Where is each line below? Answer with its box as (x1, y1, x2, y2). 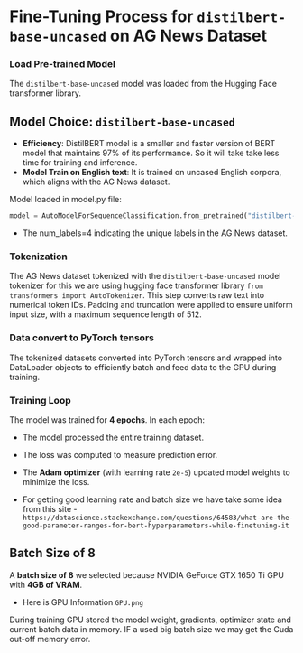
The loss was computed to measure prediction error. (22, 450, 218, 461)
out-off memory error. (9, 633, 91, 644)
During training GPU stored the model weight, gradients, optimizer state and (9, 614, 291, 625)
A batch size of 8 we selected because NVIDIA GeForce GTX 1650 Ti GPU (9, 569, 284, 580)
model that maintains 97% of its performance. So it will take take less (22, 147, 280, 159)
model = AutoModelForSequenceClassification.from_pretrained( (9, 211, 248, 220)
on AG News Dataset (109, 25, 268, 46)
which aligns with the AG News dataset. (22, 176, 170, 187)
